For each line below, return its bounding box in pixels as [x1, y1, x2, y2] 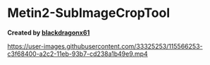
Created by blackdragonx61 [7, 28, 90, 37]
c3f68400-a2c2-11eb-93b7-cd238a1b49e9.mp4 [7, 49, 148, 58]
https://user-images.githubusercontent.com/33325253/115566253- [7, 42, 203, 50]
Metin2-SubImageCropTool [7, 5, 171, 21]
